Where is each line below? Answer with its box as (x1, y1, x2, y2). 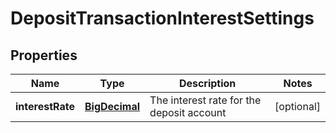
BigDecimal (84, 100, 141, 113)
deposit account (149, 106, 227, 119)
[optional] (274, 100, 321, 113)
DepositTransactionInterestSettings (10, 7, 315, 30)
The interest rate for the (149, 93, 262, 107)
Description (178, 77, 237, 90)
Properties (10, 47, 78, 64)
